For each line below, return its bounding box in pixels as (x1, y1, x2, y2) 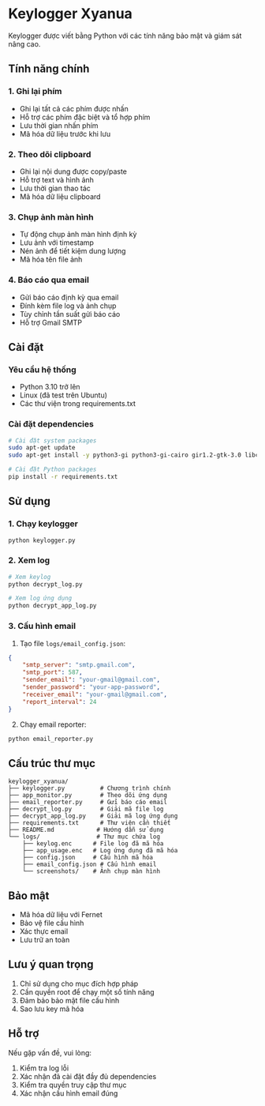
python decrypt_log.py (8, 580, 83, 589)
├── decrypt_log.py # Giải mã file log (8, 805, 164, 814)
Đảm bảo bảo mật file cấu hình (19, 995, 120, 1005)
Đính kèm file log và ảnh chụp (19, 301, 117, 310)
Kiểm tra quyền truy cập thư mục (19, 1080, 128, 1089)
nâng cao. (8, 39, 41, 48)
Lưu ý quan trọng (8, 957, 94, 972)
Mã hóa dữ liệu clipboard (19, 191, 101, 201)
